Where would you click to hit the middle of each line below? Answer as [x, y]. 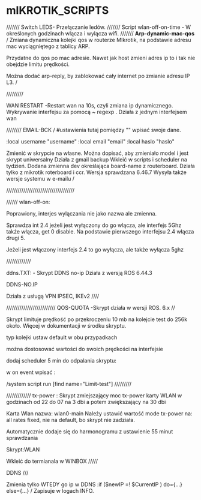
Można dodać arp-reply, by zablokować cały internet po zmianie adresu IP [98, 76]
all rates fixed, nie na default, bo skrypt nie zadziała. [70, 420]
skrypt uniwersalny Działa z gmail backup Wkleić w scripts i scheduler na [97, 159]
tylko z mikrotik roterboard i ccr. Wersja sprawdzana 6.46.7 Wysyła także [97, 172]
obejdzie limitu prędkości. [38, 64]
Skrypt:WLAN [23, 449]
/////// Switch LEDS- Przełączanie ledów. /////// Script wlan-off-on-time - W [98, 27]
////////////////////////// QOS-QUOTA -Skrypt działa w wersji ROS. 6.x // [91, 307]
